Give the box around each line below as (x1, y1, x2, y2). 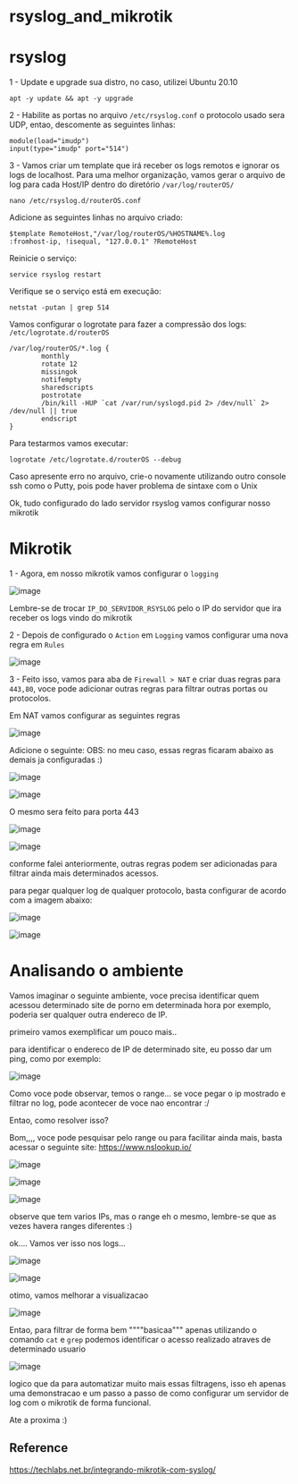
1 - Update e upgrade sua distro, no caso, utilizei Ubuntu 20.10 (9, 77, 238, 88)
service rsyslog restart (9, 270, 102, 279)
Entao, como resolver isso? (9, 1115, 109, 1125)
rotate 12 (41, 360, 78, 369)
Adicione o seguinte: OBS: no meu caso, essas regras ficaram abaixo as (9, 745, 274, 756)
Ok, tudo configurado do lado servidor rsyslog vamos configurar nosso (9, 498, 270, 509)
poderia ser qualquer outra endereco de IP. (9, 1009, 168, 1020)
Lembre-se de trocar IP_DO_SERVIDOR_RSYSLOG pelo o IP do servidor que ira (9, 603, 282, 614)
